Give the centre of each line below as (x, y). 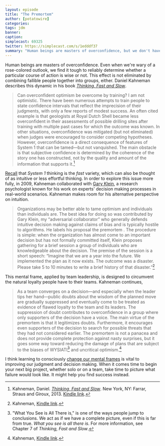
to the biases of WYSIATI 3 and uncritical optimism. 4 (69, 349)
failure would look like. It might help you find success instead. (68, 375)
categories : (17, 23)
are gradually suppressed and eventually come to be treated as (81, 302)
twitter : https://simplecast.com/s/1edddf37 (51, 46)
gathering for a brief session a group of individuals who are (77, 246)
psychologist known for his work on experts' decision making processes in (81, 189)
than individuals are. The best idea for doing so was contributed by (85, 214)
